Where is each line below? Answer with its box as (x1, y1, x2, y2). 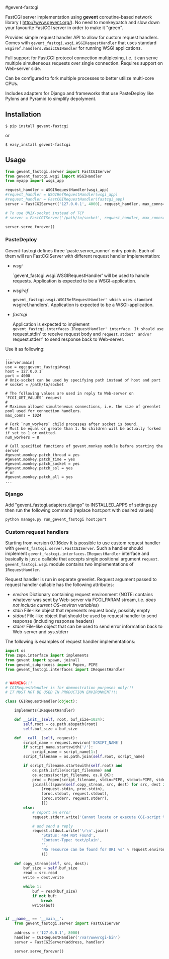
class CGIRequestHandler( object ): (5, 699, 78, 704)
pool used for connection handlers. (5, 408, 82, 414)
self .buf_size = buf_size (23, 726, 78, 731)
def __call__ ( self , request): (14, 735, 78, 740)
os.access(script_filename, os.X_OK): (32, 773, 114, 778)
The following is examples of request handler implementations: (5, 638, 136, 645)
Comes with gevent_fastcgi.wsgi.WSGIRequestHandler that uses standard (5, 40, 157, 46)
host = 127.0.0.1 (5, 369, 42, 374)
